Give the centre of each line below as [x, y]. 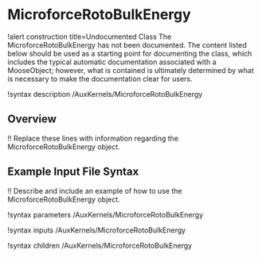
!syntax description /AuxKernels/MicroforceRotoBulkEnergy [105, 94]
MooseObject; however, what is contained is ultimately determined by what [131, 70]
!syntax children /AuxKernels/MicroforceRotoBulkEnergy [100, 245]
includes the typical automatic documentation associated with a [112, 62]
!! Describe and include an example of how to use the [95, 191]
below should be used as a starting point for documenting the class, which [130, 53]
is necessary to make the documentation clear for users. [100, 79]
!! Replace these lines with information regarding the [93, 138]
